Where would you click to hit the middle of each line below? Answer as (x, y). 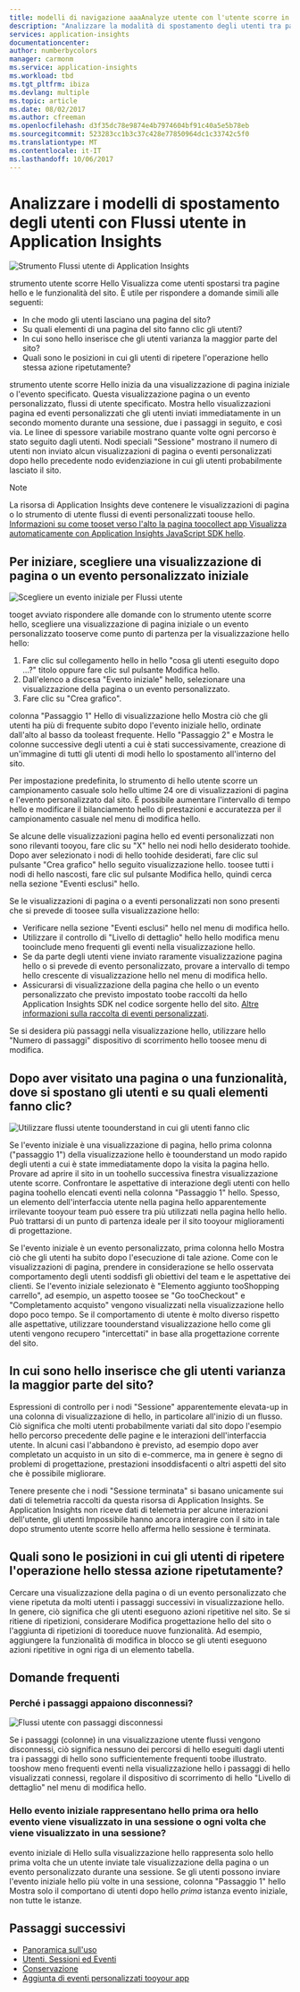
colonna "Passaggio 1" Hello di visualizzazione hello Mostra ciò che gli (138, 716)
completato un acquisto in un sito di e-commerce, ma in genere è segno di (146, 1454)
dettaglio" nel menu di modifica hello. (78, 1788)
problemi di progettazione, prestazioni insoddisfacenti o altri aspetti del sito (148, 1464)
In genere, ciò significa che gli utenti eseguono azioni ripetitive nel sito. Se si (150, 1612)
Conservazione (50, 1969)
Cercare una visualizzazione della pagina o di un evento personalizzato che (148, 1592)
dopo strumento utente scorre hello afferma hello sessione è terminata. (140, 1528)
